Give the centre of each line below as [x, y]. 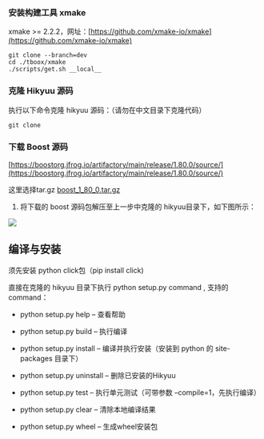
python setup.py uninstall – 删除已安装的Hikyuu [98, 375]
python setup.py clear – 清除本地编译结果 [88, 409]
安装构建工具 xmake [47, 12]
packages [36, 358]
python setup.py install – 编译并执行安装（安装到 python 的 [116, 348]
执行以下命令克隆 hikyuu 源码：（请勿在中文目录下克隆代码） [107, 110]
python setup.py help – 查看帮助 [73, 314]
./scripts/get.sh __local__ [55, 70]
